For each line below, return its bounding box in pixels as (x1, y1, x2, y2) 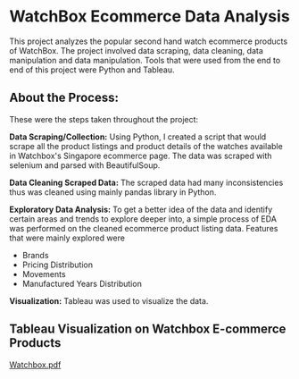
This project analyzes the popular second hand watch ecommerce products (9, 36, 288, 46)
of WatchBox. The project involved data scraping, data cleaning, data (9, 45, 263, 55)
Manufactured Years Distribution (21, 278, 143, 289)
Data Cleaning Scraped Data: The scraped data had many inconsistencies (9, 177, 284, 188)
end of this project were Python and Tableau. (9, 64, 176, 75)
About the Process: (9, 90, 119, 105)
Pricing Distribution (21, 259, 94, 270)
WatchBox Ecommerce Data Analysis (9, 6, 290, 27)
